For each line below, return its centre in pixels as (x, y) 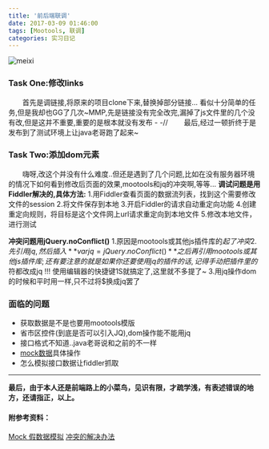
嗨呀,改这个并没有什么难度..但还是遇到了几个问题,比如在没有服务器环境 (139, 174)
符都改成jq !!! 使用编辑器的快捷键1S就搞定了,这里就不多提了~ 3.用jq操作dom (132, 271)
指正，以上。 (57, 398)
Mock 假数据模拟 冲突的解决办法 (62, 437)
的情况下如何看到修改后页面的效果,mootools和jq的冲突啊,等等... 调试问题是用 (134, 184)
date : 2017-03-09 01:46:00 (53, 23)
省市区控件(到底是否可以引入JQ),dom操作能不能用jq (105, 333)
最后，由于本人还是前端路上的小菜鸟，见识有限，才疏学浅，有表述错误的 (127, 388)
